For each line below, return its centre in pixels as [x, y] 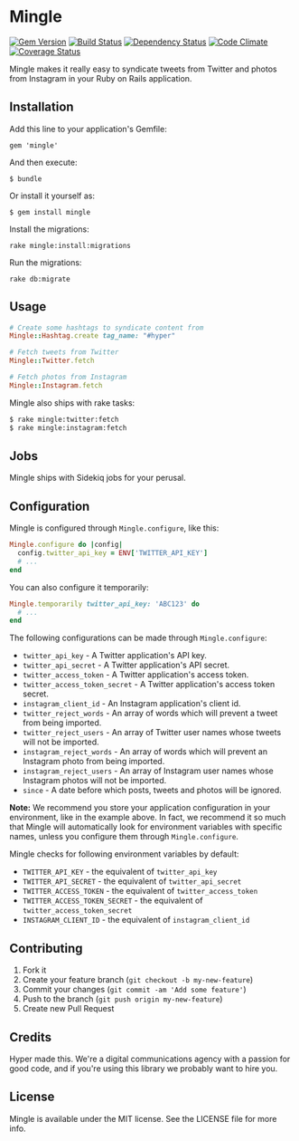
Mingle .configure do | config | [66, 545]
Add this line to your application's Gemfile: [88, 129]
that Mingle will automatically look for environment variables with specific [146, 827]
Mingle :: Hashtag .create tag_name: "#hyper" [93, 336]
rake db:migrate [40, 279]
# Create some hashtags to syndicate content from [107, 328]
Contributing [46, 948]
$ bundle [26, 178]
